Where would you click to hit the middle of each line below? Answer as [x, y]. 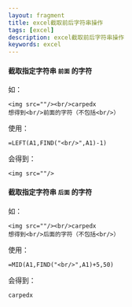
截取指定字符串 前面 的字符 [50, 71]
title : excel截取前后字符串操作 [56, 23]
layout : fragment [37, 15]
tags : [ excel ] [31, 30]
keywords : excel [35, 45]
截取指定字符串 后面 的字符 [50, 192]
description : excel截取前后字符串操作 [66, 37]
